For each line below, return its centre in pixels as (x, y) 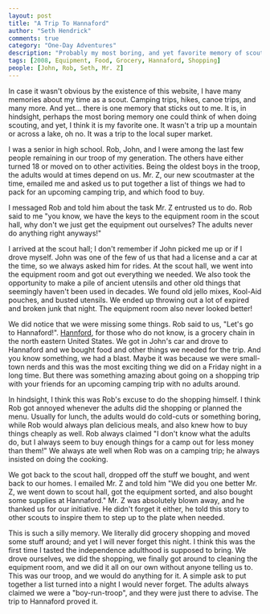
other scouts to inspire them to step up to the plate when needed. (117, 517)
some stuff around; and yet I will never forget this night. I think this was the (132, 541)
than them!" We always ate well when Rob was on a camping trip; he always (134, 450)
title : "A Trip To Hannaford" (59, 23)
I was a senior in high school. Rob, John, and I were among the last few (126, 149)
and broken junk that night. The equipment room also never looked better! (131, 308)
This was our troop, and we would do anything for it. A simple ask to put (127, 575)
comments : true (34, 38)
